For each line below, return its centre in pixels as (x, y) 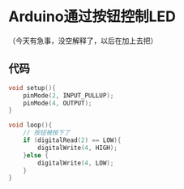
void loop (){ (30, 125)
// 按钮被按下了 (47, 133)
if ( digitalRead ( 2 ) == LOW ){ (72, 140)
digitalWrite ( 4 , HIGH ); (77, 148)
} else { (36, 155)
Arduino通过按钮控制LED (92, 17)
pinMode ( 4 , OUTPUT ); (58, 103)
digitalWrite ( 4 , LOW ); (76, 163)
